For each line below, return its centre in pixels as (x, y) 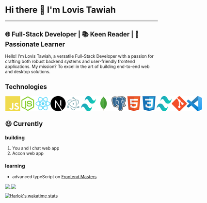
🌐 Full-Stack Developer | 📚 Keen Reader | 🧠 (72, 34)
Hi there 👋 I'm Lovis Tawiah (61, 10)
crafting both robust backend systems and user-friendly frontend (70, 61)
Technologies (26, 87)
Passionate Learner (35, 44)
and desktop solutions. (28, 71)
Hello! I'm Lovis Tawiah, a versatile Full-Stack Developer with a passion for (79, 56)
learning (15, 166)
